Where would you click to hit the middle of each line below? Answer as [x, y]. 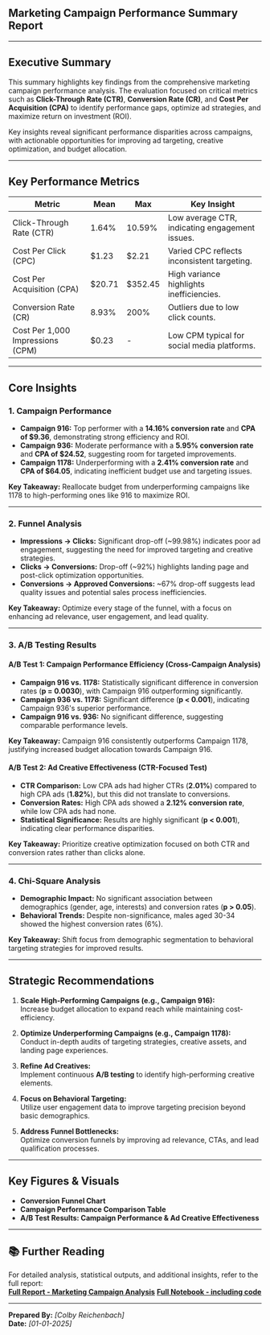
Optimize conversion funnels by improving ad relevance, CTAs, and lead [139, 1139]
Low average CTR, [202, 218]
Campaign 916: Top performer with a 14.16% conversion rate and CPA [137, 428]
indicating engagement [211, 228]
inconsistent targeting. [210, 261]
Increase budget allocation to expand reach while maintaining [122, 1009]
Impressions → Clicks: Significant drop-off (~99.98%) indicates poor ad [140, 541]
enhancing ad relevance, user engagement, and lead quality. [108, 617]
